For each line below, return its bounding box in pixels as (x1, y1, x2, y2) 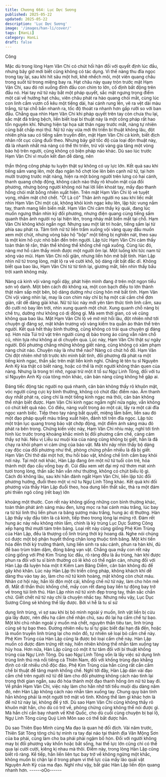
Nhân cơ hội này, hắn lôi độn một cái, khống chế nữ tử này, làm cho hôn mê (5, 578, 159, 584)
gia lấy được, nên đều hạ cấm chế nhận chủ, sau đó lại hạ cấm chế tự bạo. (5, 614, 157, 621)
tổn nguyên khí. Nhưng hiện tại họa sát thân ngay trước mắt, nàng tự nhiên (5, 121, 157, 127)
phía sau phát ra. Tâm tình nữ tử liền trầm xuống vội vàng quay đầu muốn (5, 226, 155, 232)
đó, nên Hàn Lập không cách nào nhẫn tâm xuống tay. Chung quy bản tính (5, 688, 157, 694)
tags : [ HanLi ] (5, 30, 35, 35)
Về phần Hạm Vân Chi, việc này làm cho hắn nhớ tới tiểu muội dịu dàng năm (5, 683, 160, 689)
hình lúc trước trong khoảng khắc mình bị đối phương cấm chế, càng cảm (5, 431, 155, 437)
